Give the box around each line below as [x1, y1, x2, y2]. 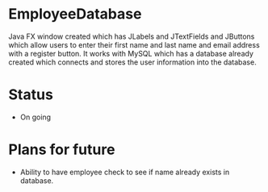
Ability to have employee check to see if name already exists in [19, 167, 230, 177]
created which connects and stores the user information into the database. [8, 57, 257, 67]
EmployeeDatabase [8, 5, 142, 23]
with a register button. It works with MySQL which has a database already [8, 48, 254, 58]
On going [19, 112, 51, 122]
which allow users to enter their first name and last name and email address [8, 40, 260, 49]
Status [8, 86, 54, 104]
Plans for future [8, 140, 115, 159]
